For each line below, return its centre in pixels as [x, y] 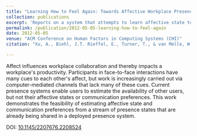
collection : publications [38, 17]
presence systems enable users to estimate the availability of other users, [95, 91]
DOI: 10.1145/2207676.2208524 [44, 127]
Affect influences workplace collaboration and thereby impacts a [84, 66]
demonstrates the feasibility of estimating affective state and [79, 103]
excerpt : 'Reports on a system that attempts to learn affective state [95, 22]
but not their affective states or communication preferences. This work [91, 97]
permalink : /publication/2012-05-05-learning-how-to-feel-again [86, 28]
